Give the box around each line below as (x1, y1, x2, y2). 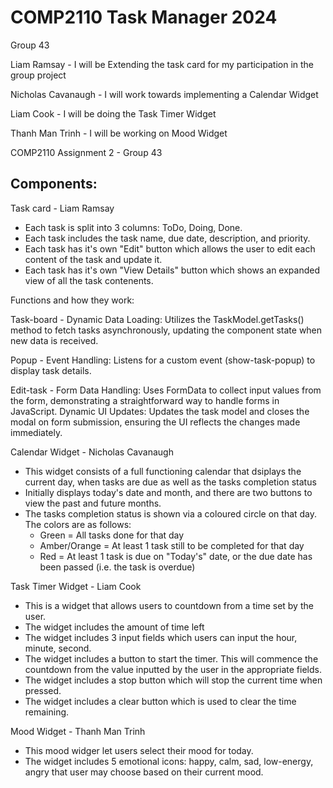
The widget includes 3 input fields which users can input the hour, (24, 631, 298, 643)
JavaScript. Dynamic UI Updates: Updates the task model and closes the (10, 405, 310, 417)
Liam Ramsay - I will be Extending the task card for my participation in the (10, 58, 315, 70)
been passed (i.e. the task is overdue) (39, 561, 196, 573)
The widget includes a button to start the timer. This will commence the (24, 652, 319, 665)
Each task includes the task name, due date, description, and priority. (24, 232, 311, 244)
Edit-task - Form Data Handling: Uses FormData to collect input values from (10, 384, 322, 396)
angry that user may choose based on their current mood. (24, 766, 264, 778)
